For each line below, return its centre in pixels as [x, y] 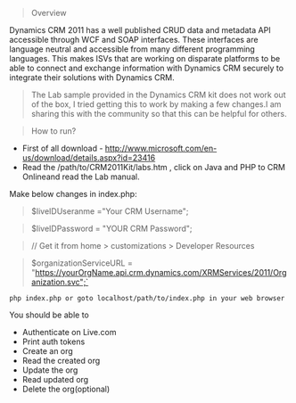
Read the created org [61, 361]
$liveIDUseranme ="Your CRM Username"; [110, 211]
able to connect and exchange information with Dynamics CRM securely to [146, 68]
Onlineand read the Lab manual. [81, 177]
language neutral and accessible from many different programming [132, 49]
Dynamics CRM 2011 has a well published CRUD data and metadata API [140, 30]
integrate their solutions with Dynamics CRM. [92, 78]
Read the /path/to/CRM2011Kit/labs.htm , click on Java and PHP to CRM [153, 167]
